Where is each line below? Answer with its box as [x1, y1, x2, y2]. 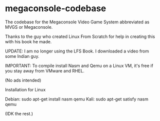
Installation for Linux [5, 86, 46, 92]
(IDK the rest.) [5, 110, 33, 117]
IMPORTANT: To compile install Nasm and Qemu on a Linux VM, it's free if [5, 63, 153, 69]
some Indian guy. [5, 53, 40, 59]
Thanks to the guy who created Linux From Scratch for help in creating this [5, 34, 155, 39]
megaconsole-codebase [5, 3, 106, 14]
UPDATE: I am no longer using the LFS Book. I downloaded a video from [5, 48, 149, 54]
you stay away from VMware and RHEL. [5, 68, 85, 73]
